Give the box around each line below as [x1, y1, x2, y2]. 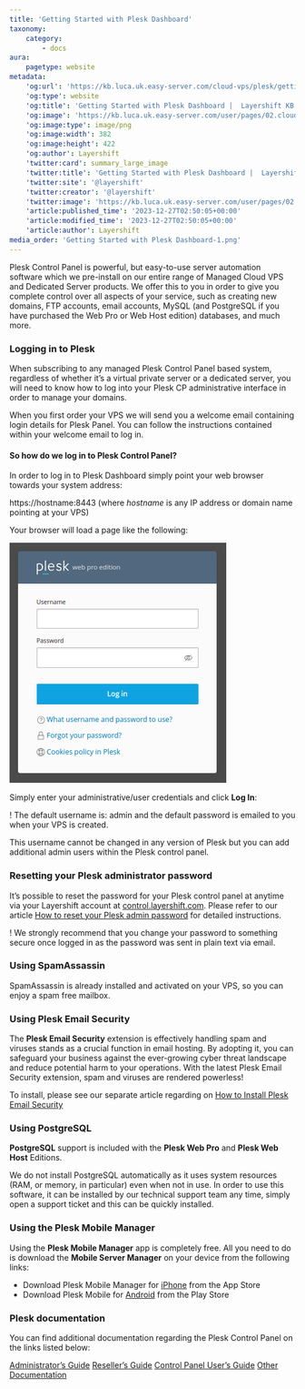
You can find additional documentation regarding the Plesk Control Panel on [9, 1333, 293, 1343]
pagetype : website [25, 63, 95, 72]
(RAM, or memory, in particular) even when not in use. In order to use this [9, 1180, 284, 1191]
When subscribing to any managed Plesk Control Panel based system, [9, 363, 272, 374]
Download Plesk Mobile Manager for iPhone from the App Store [22, 1279, 261, 1290]
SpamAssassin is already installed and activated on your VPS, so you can [9, 979, 284, 991]
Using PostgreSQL [9, 1122, 93, 1135]
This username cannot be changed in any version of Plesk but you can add [9, 837, 290, 848]
